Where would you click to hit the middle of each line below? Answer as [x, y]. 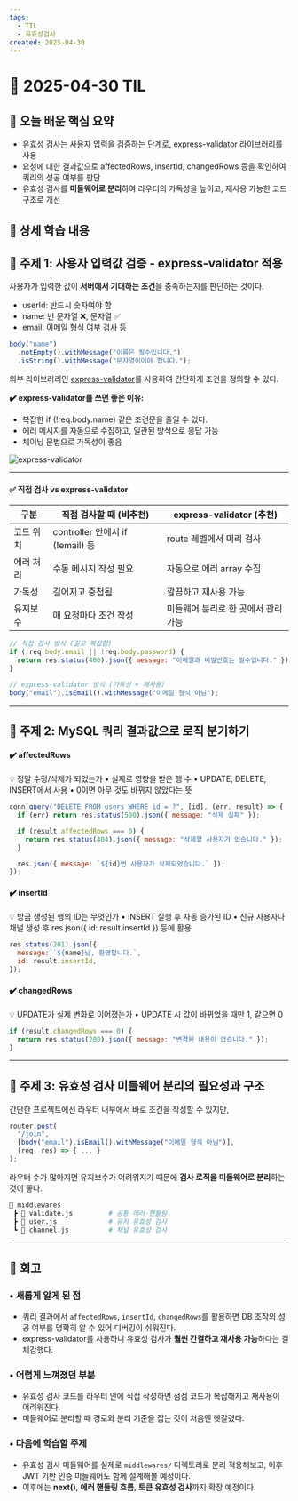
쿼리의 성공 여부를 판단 [61, 178]
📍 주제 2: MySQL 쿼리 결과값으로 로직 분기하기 [129, 731]
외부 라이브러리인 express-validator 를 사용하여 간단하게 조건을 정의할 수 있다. [144, 379]
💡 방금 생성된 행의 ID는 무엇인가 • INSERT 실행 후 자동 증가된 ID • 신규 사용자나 [147, 917]
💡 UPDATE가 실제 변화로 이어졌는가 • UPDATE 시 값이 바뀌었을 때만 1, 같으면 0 [146, 1015]
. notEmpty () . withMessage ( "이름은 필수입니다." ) [99, 353]
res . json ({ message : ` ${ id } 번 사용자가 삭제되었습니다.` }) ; [122, 864]
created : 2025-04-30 [47, 42]
